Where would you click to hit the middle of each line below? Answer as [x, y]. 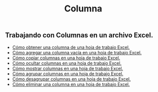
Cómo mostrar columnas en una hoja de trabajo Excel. [68, 68]
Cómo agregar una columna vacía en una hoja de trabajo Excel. [77, 52]
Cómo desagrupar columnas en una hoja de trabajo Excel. [72, 79]
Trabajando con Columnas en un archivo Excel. [79, 35]
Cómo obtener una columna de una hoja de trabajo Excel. [71, 47]
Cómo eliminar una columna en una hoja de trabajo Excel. [71, 84]
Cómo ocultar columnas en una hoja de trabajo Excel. [67, 63]
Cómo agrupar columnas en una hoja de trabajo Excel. [68, 74]
